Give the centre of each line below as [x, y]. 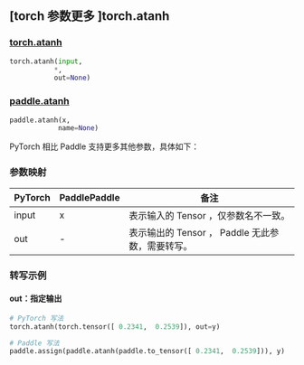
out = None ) [72, 78]
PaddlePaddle [90, 197]
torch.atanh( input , [46, 61]
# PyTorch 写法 [37, 318]
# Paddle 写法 [35, 343]
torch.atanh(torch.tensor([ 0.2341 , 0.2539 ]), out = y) [115, 327]
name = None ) [78, 128]
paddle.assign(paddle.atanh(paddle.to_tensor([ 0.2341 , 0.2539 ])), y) [147, 351]
